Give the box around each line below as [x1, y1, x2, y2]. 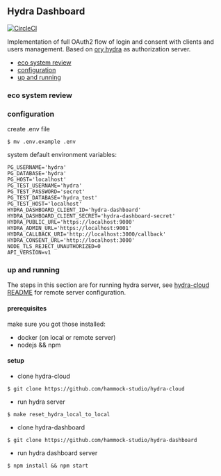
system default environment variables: [7, 151, 117, 159]
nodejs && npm [17, 340, 61, 349]
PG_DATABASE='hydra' [7, 170, 67, 177]
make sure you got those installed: [7, 320, 106, 328]
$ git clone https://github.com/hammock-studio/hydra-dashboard [7, 436, 197, 443]
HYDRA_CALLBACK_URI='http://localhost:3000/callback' [7, 231, 167, 238]
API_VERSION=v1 [7, 249, 51, 256]
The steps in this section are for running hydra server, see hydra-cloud [7, 281, 210, 289]
